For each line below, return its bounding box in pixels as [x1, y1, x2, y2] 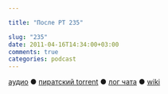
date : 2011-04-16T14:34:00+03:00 [8, 41, 119, 49]
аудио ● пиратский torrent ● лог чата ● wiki [8, 77, 161, 87]
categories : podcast [8, 55, 77, 64]
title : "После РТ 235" [8, 18, 84, 26]
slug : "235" [8, 33, 48, 41]
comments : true [8, 48, 59, 56]
